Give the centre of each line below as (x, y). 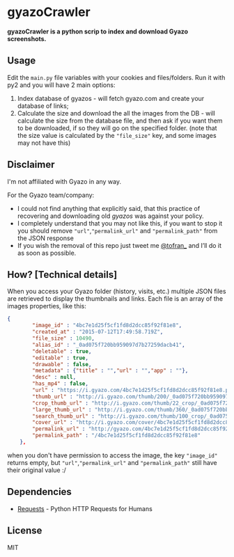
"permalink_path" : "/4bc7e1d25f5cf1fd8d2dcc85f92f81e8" (116, 436)
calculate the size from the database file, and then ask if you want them (120, 120)
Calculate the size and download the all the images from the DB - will (116, 113)
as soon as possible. (47, 253)
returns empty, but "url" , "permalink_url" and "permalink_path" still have (112, 462)
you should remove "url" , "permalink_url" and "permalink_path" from (117, 230)
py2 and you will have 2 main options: (61, 85)
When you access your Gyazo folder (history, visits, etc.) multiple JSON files (117, 291)
